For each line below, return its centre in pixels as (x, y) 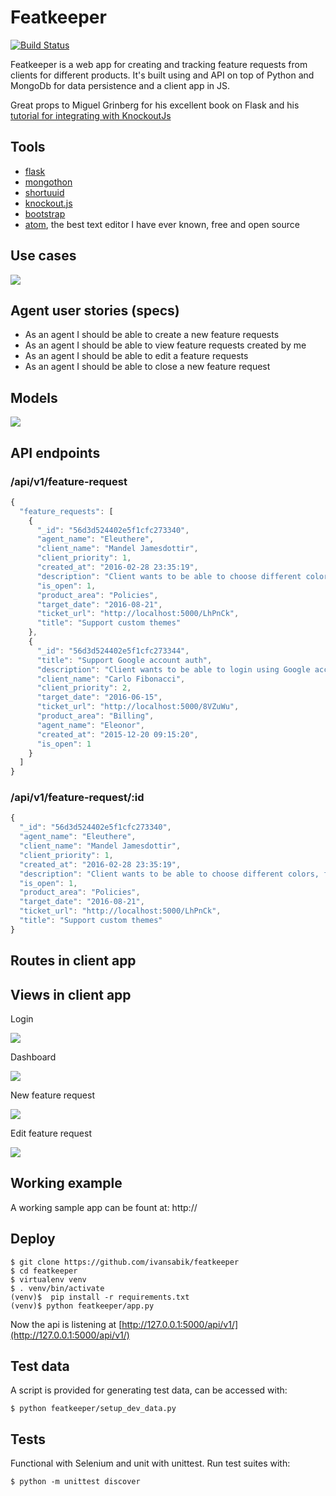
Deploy (33, 1239)
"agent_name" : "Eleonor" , (90, 725)
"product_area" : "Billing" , (95, 716)
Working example (66, 1183)
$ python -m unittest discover (75, 1482)
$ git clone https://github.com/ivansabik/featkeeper (125, 1262)
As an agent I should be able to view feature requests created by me (165, 345)
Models (34, 397)
